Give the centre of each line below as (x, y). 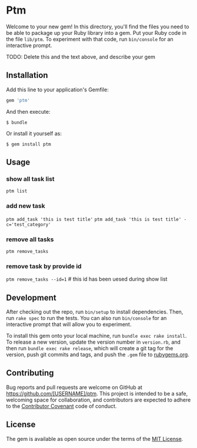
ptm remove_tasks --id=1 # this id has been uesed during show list (87, 279)
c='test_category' (29, 225)
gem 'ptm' (18, 100)
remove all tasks (30, 239)
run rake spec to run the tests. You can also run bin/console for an (86, 318)
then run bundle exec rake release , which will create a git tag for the (90, 348)
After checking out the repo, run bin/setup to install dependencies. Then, (95, 312)
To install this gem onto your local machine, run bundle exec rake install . (96, 336)
